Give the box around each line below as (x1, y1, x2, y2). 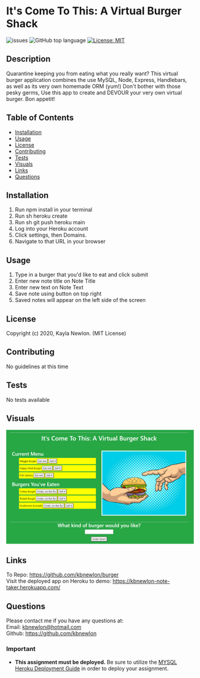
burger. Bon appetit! (6, 95, 55, 102)
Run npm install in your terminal (14, 206, 92, 213)
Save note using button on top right (14, 290, 102, 297)
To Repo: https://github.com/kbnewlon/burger (6, 571, 119, 578)
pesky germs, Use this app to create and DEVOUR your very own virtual (6, 88, 183, 96)
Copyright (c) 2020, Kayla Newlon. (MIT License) (6, 330, 127, 337)
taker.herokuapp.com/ (6, 584, 61, 591)
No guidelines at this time (6, 363, 68, 370)
